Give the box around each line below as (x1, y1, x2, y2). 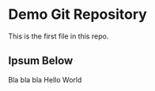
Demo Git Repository (8, 5, 148, 24)
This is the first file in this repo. (8, 31, 109, 41)
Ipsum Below (8, 54, 74, 67)
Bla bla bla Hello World (8, 75, 82, 84)
